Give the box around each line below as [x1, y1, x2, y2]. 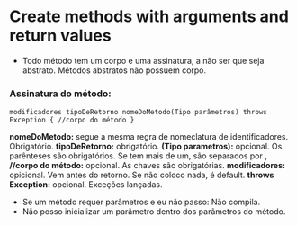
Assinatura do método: [9, 87, 112, 100]
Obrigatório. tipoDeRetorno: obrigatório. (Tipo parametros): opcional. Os [9, 141, 283, 152]
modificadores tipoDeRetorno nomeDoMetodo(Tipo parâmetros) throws [9, 108, 268, 117]
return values [9, 25, 112, 46]
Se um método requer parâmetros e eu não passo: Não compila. [22, 196, 261, 208]
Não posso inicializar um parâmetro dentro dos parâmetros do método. [22, 206, 286, 217]
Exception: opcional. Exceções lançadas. [9, 179, 163, 190]
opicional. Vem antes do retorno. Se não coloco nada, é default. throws [9, 169, 274, 181]
